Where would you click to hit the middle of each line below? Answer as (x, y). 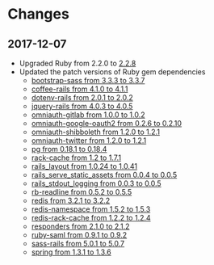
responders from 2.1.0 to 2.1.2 (80, 226)
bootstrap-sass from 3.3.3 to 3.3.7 (88, 80)
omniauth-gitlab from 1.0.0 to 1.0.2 (88, 115)
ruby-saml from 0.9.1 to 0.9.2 (79, 235)
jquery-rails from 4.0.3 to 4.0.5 (82, 106)
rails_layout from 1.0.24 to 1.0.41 (84, 166)
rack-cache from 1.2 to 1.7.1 (76, 158)
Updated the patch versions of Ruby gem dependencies (112, 72)
